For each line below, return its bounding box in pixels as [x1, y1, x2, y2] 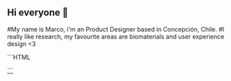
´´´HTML [7, 53, 31, 61]
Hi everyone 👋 [7, 7, 69, 19]
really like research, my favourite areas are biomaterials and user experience [7, 32, 225, 40]
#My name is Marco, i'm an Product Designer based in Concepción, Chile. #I [7, 25, 225, 33]
